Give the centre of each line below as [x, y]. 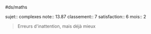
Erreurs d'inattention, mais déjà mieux [56, 26]
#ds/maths [16, 7]
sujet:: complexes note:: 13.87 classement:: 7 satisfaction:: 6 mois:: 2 [76, 17]
